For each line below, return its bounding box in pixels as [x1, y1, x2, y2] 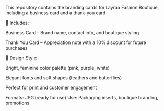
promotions [5, 100, 30, 106]
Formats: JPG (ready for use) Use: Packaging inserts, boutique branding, [5, 95, 159, 100]
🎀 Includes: [5, 20, 29, 26]
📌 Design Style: [5, 55, 38, 61]
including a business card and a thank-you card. [5, 10, 107, 16]
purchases [5, 45, 28, 51]
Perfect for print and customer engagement [5, 84, 97, 91]
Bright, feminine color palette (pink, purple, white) [5, 65, 110, 71]
